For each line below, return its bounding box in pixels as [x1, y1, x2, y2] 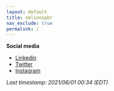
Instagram [15, 67, 41, 75]
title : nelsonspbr [6, 15, 53, 21]
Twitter [15, 61, 33, 68]
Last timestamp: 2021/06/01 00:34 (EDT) [6, 79, 109, 86]
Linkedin [15, 54, 37, 61]
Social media [6, 42, 39, 50]
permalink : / [6, 25, 39, 32]
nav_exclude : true [6, 20, 53, 26]
